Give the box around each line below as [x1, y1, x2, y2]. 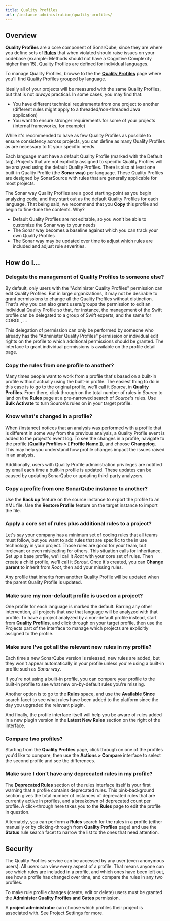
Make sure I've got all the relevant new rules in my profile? [5, 644, 152, 651]
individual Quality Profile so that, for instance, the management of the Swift [5, 306, 162, 313]
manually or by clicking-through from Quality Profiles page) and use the [5, 824, 157, 830]
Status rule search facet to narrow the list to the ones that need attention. [5, 829, 159, 835]
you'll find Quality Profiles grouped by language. [5, 76, 107, 82]
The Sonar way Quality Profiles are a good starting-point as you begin [5, 190, 152, 197]
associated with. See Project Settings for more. [5, 910, 104, 916]
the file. [5, 507, 21, 513]
